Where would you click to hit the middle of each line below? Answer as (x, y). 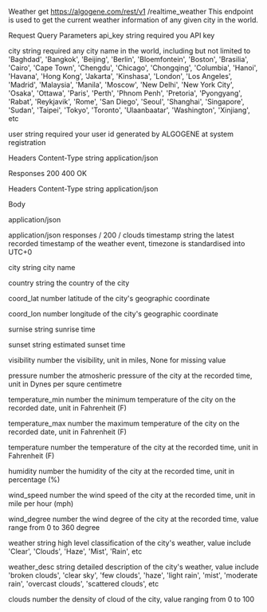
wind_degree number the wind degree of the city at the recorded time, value (133, 519)
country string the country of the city (69, 283)
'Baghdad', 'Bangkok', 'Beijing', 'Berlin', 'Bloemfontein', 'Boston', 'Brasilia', (128, 59)
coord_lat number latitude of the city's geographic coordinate (109, 298)
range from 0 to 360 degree (54, 528)
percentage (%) (34, 480)
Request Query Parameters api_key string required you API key (112, 35)
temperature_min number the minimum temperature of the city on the (122, 399)
